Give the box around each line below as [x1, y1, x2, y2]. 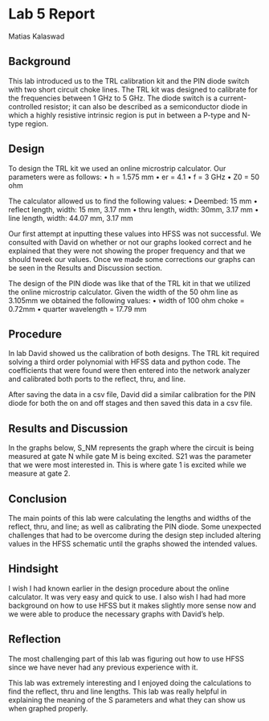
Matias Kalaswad [8, 31, 65, 41]
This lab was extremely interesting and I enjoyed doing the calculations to [8, 678, 251, 687]
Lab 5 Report [8, 5, 96, 23]
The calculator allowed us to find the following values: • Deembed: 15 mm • [8, 196, 259, 206]
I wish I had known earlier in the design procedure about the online [8, 584, 230, 593]
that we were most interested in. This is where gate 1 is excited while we [8, 460, 247, 470]
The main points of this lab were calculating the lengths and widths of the [8, 514, 251, 522]
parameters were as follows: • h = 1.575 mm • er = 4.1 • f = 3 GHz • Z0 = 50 [8, 172, 259, 182]
